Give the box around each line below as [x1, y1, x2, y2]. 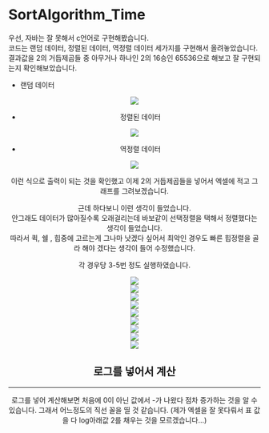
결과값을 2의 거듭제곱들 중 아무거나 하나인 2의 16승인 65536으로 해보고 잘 [8, 53, 240, 62]
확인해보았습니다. [22, 62, 78, 73]
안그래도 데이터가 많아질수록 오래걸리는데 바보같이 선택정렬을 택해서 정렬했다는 [11, 213, 258, 223]
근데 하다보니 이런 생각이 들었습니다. [78, 202, 191, 213]
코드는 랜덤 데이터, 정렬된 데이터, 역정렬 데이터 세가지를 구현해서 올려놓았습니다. [8, 42, 259, 53]
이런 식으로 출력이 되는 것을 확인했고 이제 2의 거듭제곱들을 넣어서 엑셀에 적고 [10, 176, 251, 186]
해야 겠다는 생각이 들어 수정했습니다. [82, 243, 196, 253]
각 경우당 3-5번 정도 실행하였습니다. [78, 260, 191, 270]
